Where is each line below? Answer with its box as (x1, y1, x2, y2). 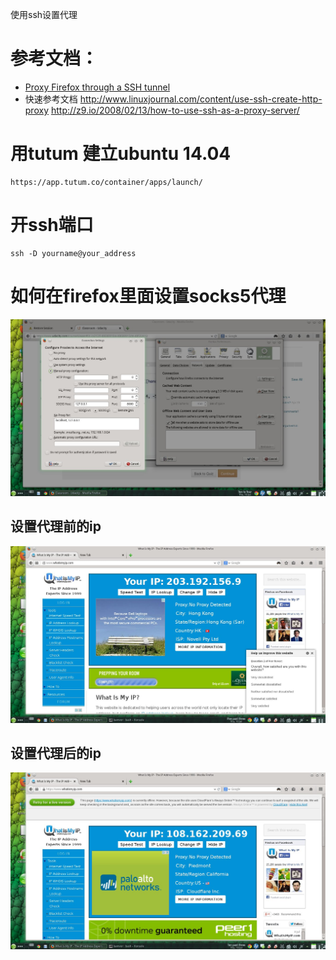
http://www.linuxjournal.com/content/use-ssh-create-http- (79, 93, 323, 105)
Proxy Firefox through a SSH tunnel (24, 81, 171, 93)
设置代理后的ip (10, 744, 102, 762)
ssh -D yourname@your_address (10, 248, 137, 258)
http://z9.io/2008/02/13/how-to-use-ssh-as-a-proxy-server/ (50, 104, 300, 116)
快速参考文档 (24, 93, 78, 105)
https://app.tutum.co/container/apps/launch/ (10, 177, 203, 187)
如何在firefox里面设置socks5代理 (10, 285, 287, 307)
